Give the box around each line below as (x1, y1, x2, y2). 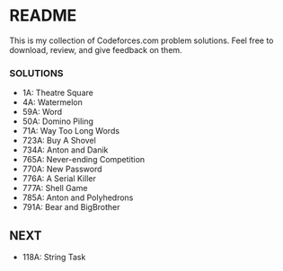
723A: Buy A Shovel (22, 135, 96, 146)
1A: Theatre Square (22, 87, 94, 99)
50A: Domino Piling (22, 116, 94, 127)
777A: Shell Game (22, 183, 88, 194)
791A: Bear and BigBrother (22, 202, 120, 213)
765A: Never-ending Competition (22, 154, 146, 165)
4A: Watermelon (22, 97, 83, 108)
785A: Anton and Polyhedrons (22, 192, 134, 203)
